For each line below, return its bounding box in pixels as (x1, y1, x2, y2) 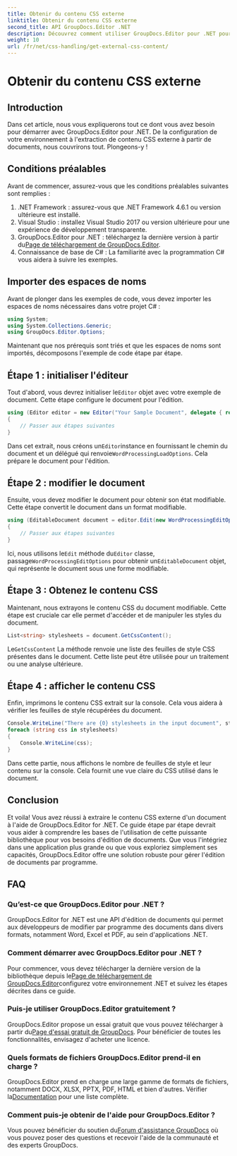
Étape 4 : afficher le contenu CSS (7, 680, 156, 691)
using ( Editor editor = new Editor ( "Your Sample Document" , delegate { (7, 410, 222, 417)
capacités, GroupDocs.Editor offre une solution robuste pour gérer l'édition (7, 850, 225, 859)
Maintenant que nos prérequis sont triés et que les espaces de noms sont (7, 341, 221, 350)
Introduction (7, 102, 63, 113)
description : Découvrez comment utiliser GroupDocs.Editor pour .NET (7, 30, 217, 37)
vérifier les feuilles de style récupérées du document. (7, 706, 162, 715)
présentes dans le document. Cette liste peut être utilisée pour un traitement (7, 652, 229, 660)
